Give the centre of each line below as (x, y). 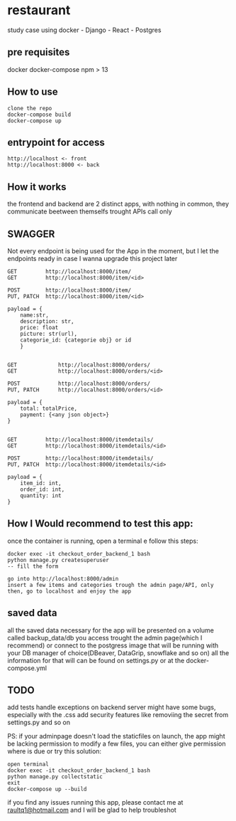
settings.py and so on (39, 722)
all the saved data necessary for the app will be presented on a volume (111, 630)
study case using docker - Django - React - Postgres (84, 30)
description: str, (47, 322)
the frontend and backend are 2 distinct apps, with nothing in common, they (118, 204)
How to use (33, 92)
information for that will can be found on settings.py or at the (96, 660)
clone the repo (30, 108)
